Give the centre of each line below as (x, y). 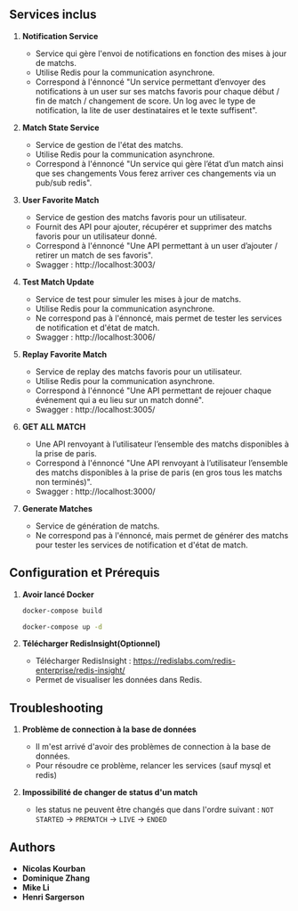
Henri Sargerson (53, 897)
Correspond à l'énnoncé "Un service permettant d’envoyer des (151, 82)
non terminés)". (64, 481)
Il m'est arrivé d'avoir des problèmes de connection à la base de (153, 747)
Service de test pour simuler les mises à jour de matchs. (138, 299)
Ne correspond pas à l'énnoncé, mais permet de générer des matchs (162, 535)
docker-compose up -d (62, 627)
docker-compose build (62, 611)
